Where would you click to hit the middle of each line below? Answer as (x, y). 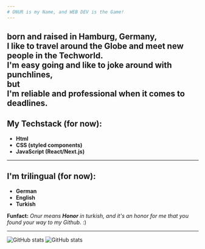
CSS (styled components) (49, 145)
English (26, 197)
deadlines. (27, 103)
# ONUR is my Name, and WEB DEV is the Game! (65, 12)
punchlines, (30, 75)
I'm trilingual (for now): (51, 176)
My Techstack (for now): (54, 124)
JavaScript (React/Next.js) (50, 151)
